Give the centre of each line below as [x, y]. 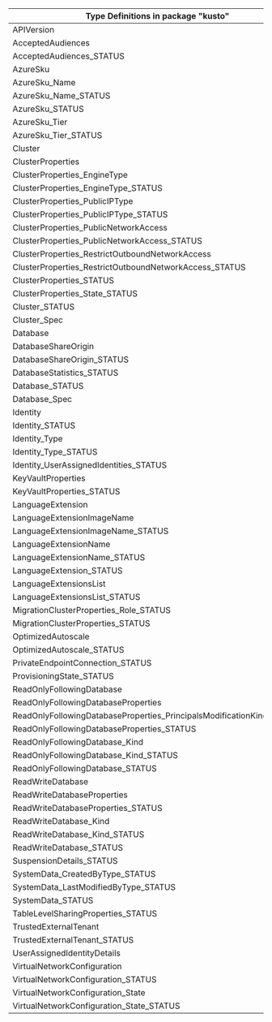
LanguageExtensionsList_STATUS [76, 597]
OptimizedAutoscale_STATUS [68, 650]
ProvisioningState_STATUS [64, 676]
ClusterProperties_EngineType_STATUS [88, 188]
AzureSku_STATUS [49, 109]
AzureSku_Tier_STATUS [57, 135]
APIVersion [34, 30]
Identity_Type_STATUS [55, 452]
